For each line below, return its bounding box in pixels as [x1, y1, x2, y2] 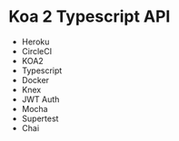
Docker [21, 74, 50, 85]
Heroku [21, 36, 50, 47]
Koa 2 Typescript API [8, 6, 171, 27]
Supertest [21, 113, 59, 124]
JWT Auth [21, 93, 60, 105]
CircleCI [21, 45, 52, 56]
